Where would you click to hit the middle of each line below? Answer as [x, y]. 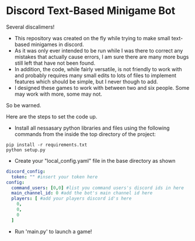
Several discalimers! [30, 27]
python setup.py [26, 150]
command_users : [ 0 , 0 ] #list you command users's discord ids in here [97, 188]
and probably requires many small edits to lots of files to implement [95, 75]
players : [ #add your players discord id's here [72, 199]
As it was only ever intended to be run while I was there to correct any [99, 50]
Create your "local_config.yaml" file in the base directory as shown [95, 160]
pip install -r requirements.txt [47, 145]
